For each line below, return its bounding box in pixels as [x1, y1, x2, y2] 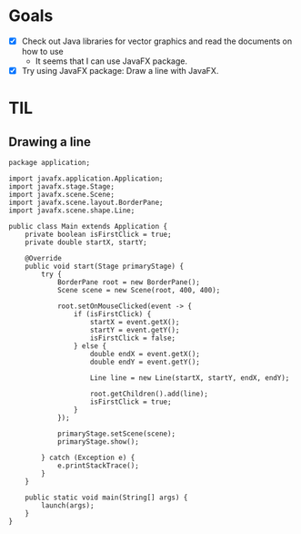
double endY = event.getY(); [89, 357, 201, 367]
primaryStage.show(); [56, 437, 140, 447]
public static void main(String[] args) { [25, 493, 188, 502]
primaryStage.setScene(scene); [56, 429, 176, 438]
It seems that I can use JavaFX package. [35, 56, 188, 67]
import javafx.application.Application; [8, 174, 165, 183]
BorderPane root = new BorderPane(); [56, 278, 201, 287]
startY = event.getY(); [89, 325, 180, 335]
